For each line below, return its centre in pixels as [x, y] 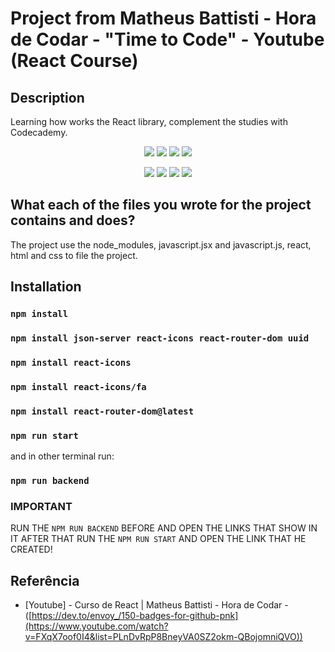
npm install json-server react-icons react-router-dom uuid [160, 338]
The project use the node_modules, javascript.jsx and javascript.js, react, [161, 244]
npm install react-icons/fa [78, 386]
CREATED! [31, 549]
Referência [45, 580]
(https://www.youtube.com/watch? [96, 626]
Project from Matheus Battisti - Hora [163, 18]
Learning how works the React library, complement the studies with [149, 121]
